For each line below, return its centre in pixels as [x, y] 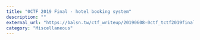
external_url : [24, 22]
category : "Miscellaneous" [40, 28]
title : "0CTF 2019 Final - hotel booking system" [69, 11]
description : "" [26, 17]
